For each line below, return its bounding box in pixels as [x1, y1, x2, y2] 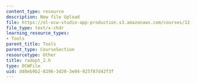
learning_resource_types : [6, 30, 69, 36]
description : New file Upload [6, 14, 80, 20]
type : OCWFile [6, 63, 41, 69]
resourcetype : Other [6, 52, 57, 58]
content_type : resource [6, 8, 64, 15]
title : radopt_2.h [6, 57, 51, 63]
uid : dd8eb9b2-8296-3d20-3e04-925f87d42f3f [6, 68, 114, 74]
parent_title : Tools [6, 41, 57, 47]
